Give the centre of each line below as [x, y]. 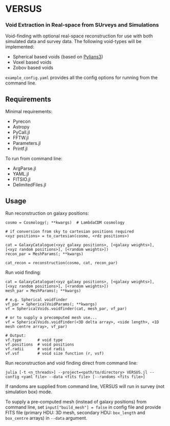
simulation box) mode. [29, 392]
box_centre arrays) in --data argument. [46, 418]
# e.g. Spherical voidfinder [36, 300]
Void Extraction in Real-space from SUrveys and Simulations [82, 25]
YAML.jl [21, 174]
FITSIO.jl [22, 179]
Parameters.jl [27, 143]
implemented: [20, 47]
